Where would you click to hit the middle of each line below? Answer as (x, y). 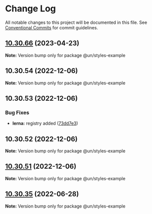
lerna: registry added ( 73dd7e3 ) (45, 123)
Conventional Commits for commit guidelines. (51, 27)
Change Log (30, 9)
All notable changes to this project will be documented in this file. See (76, 22)
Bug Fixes (17, 112)
